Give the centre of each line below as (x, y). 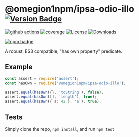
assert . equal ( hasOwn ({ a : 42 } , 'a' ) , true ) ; (53, 102)
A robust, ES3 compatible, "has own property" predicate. (64, 51)
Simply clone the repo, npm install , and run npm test (60, 129)
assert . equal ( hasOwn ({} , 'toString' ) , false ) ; (54, 92)
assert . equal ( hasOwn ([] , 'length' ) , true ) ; (51, 97)
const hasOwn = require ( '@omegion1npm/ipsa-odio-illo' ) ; (66, 83)
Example (19, 67)
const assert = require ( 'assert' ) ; (42, 78)
